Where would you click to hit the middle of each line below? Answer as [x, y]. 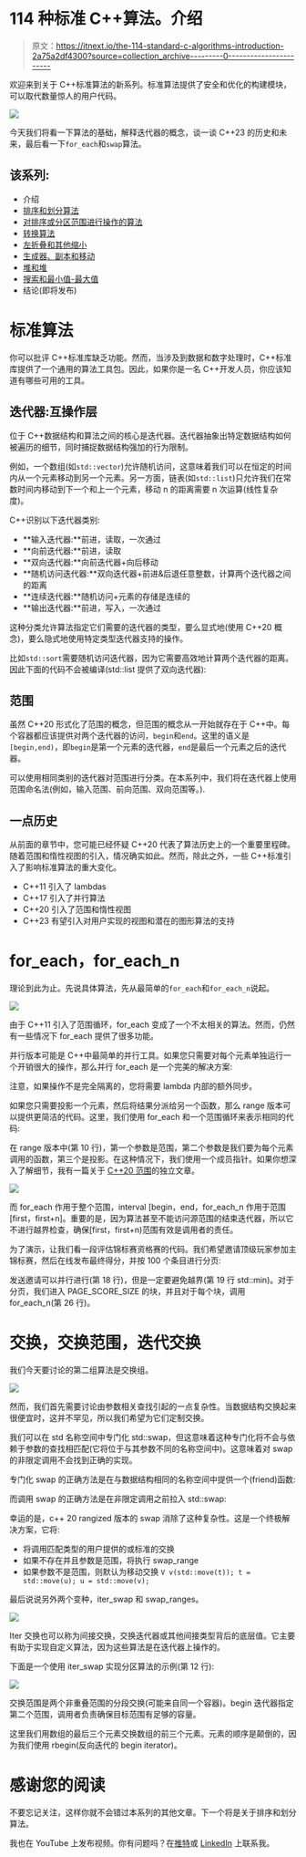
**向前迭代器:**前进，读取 [71, 550]
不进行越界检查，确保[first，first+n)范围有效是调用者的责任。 [124, 1230]
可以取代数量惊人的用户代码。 [65, 96]
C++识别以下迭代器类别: [55, 520]
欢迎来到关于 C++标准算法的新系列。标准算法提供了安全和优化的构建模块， [150, 84]
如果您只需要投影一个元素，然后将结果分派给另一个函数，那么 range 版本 [147, 1105]
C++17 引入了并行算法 [64, 898]
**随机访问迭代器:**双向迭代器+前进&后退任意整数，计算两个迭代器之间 [157, 573]
